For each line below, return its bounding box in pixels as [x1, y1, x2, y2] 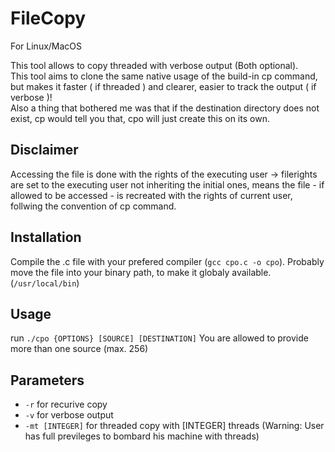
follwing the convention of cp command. [10, 200, 177, 212]
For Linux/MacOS [10, 40, 83, 52]
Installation [10, 229, 82, 246]
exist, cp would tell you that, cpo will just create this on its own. [10, 112, 270, 124]
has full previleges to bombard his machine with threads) [24, 430, 260, 442]
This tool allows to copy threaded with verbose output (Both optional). [10, 59, 299, 71]
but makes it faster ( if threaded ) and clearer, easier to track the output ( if [10, 80, 317, 92]
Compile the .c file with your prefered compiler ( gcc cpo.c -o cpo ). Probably [10, 255, 325, 267]
